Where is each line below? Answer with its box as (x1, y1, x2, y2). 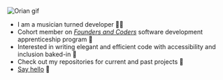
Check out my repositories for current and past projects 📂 (17, 58, 184, 66)
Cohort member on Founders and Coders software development (17, 28, 203, 36)
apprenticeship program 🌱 (17, 35, 93, 44)
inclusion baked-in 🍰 (17, 50, 77, 58)
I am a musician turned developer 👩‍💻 (17, 20, 124, 28)
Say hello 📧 (17, 65, 50, 73)
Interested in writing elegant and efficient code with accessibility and (17, 43, 217, 51)
